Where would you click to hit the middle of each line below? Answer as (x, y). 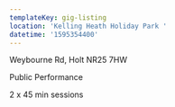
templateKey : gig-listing (58, 18)
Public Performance (46, 77)
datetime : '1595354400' (54, 34)
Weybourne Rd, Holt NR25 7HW (69, 60)
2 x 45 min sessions (46, 94)
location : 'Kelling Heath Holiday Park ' (88, 26)
